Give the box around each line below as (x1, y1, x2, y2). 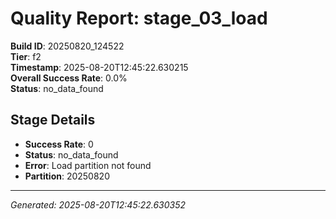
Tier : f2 (10, 50, 42, 62)
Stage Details (10, 112, 96, 129)
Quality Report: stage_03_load (10, 7, 268, 30)
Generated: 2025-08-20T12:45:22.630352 (10, 198, 187, 211)
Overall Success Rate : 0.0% (10, 72, 128, 84)
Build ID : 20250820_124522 (10, 40, 125, 52)
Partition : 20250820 (24, 170, 110, 182)
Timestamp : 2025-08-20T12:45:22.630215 (10, 61, 189, 73)
